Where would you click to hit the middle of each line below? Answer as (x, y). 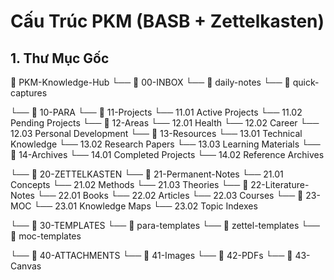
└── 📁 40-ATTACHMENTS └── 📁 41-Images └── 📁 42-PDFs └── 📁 (151, 255)
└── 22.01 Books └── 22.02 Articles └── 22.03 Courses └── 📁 (170, 195)
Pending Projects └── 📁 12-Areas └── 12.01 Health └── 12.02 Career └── (165, 123)
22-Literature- (280, 184)
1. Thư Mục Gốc (60, 58)
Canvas (26, 266)
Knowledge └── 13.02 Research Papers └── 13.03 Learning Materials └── (165, 144)
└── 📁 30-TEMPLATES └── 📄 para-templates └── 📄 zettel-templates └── (165, 225)
